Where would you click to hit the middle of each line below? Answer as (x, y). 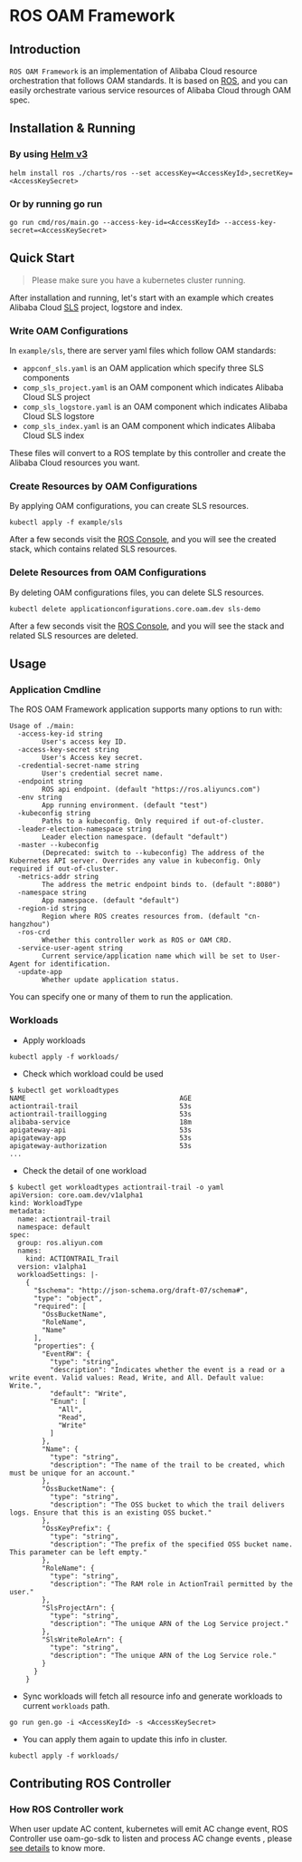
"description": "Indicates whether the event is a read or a (167, 1370)
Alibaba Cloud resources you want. (75, 463)
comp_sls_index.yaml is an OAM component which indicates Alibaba (149, 426)
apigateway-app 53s (101, 1138)
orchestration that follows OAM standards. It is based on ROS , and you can (148, 81)
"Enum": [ (68, 1401)
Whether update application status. (111, 980)
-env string (40, 798)
